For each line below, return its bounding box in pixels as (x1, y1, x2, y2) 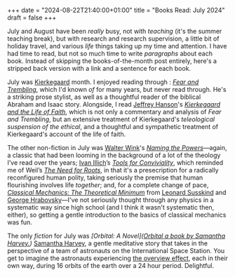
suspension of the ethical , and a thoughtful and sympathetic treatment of (7, 123, 219, 130)
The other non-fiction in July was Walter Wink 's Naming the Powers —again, (7, 144, 227, 151)
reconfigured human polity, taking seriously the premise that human (7, 173, 203, 182)
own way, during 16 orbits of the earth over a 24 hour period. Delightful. (7, 262, 215, 269)
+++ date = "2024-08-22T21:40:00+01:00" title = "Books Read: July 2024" (7, 6, 225, 14)
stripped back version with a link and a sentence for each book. (7, 65, 192, 72)
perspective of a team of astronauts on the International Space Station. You (7, 247, 225, 255)
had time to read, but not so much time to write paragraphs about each (7, 49, 213, 58)
